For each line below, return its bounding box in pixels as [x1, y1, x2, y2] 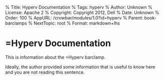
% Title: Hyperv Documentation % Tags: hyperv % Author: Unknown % [5, 4, 152, 10]
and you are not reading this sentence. [5, 69, 85, 75]
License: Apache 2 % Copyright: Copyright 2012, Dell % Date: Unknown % [5, 9, 159, 15]
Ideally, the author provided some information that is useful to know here [5, 63, 155, 69]
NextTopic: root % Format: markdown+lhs [33, 20, 120, 26]
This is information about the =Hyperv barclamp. [5, 54, 106, 60]
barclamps [5, 20, 28, 26]
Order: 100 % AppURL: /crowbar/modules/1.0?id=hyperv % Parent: [5, 15, 143, 20]
